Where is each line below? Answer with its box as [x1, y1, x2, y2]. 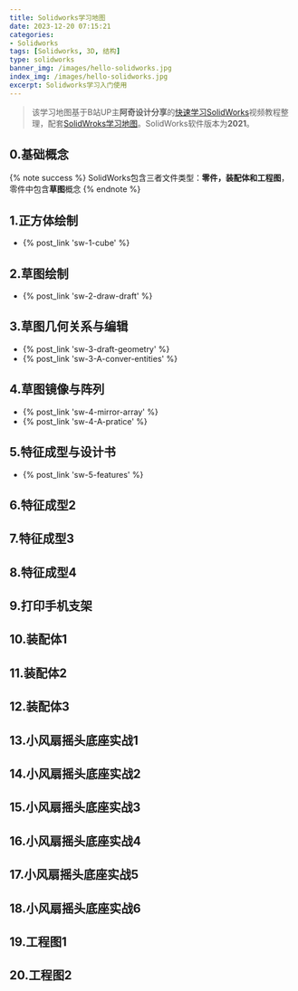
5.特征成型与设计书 [9, 444, 116, 460]
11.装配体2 [9, 665, 68, 681]
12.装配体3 [9, 699, 70, 715]
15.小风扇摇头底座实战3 [9, 800, 141, 815]
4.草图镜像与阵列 [9, 382, 105, 397]
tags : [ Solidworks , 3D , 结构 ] [9, 47, 120, 56]
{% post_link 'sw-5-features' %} [22, 469, 144, 480]
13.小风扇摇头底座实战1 [9, 732, 139, 748]
